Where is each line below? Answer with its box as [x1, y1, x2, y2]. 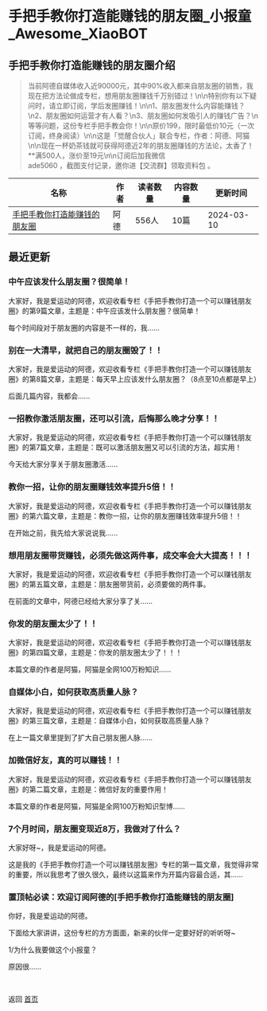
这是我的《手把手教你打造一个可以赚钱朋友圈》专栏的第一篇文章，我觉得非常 [8, 860, 259, 869]
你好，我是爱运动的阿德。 [8, 911, 92, 921]
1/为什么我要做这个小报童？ [8, 945, 98, 954]
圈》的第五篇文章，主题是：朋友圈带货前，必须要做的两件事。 [8, 579, 211, 589]
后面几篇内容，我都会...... [8, 391, 91, 401]
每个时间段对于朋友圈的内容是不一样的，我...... [8, 323, 161, 332]
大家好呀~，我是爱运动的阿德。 [8, 843, 111, 852]
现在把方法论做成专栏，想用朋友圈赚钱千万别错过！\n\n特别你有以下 [27, 91, 250, 100]
